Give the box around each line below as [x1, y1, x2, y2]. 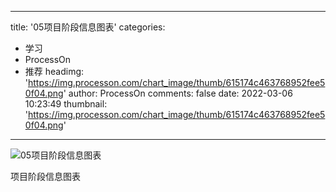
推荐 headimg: [24, 66, 85, 77]
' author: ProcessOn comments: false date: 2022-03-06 [63, 87, 293, 99]
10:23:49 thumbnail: [24, 98, 108, 110]
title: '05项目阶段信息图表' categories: [10, 21, 166, 33]
